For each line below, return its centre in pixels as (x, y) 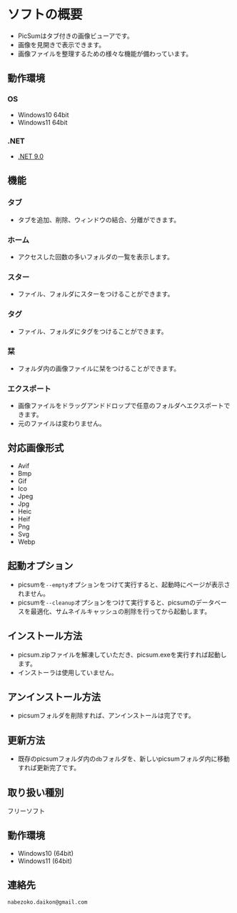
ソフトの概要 (45, 15)
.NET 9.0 (31, 156)
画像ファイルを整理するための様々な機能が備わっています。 (105, 54)
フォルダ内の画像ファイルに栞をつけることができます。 (99, 368)
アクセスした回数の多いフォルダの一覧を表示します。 (95, 256)
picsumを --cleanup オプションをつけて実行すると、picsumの (107, 602)
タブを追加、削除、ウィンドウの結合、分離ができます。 (99, 219)
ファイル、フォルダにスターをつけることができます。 (96, 294)
